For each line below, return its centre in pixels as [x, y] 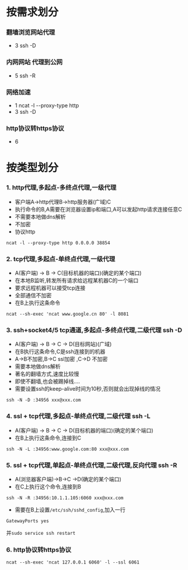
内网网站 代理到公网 [35, 62]
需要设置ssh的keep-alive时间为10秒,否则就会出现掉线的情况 [87, 389]
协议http [25, 231]
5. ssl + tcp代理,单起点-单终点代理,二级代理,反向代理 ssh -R [92, 465]
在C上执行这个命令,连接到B [48, 487]
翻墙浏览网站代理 [31, 32]
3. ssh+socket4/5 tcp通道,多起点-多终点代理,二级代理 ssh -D [94, 330]
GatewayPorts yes [28, 521]
